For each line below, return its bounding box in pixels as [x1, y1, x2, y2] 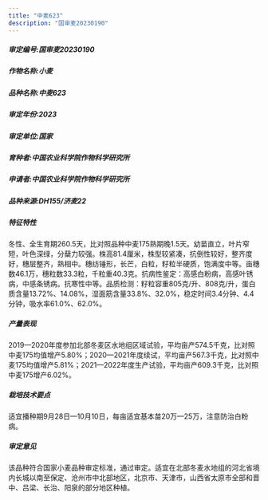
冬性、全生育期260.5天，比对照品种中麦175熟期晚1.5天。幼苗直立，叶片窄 [8, 239, 250, 249]
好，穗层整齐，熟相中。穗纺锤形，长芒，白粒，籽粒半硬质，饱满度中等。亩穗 [8, 259, 260, 269]
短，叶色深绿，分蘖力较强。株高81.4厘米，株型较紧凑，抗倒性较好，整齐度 [8, 249, 253, 259]
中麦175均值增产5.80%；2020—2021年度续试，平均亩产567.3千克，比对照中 [8, 350, 259, 360]
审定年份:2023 [8, 109, 57, 120]
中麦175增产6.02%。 [8, 370, 76, 380]
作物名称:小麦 [8, 66, 53, 76]
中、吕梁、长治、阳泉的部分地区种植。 [8, 483, 134, 493]
